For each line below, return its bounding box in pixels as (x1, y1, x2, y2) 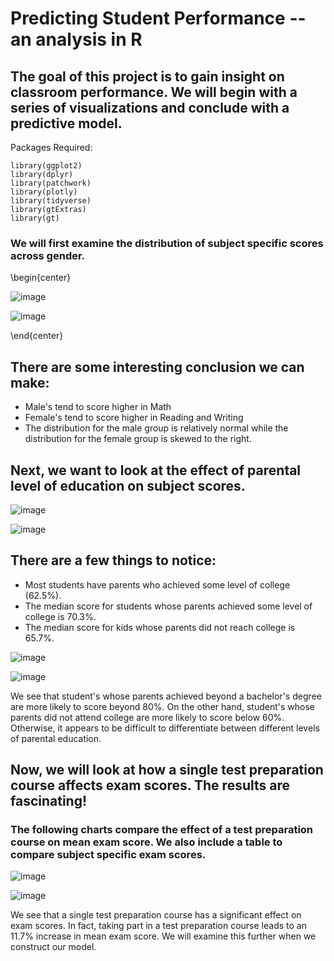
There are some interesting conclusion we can (10, 358, 305, 376)
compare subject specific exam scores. (10, 848, 207, 862)
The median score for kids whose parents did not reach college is (24, 621, 296, 633)
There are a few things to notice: (10, 552, 217, 569)
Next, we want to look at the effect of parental (10, 462, 302, 479)
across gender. (10, 248, 86, 262)
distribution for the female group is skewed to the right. (24, 433, 252, 445)
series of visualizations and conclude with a (10, 99, 290, 116)
